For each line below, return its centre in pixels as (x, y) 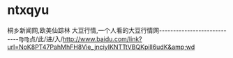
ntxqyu (28, 10)
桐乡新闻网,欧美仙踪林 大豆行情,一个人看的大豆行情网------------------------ (117, 30)
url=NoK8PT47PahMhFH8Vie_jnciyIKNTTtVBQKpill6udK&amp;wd (101, 47)
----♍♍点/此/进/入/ (35, 39)
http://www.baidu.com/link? (102, 39)
